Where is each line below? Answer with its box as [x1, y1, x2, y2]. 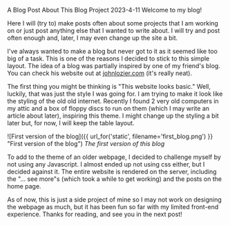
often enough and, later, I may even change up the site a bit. [7, 34, 178, 42]
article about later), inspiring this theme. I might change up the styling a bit [7, 111, 219, 120]
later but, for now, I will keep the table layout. [7, 119, 135, 127]
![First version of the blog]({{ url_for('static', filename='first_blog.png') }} [7, 132, 213, 140]
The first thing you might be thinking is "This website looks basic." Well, [7, 83, 211, 90]
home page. [7, 182, 41, 190]
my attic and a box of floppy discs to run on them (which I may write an [7, 105, 209, 112]
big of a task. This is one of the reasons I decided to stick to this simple [7, 54, 210, 63]
